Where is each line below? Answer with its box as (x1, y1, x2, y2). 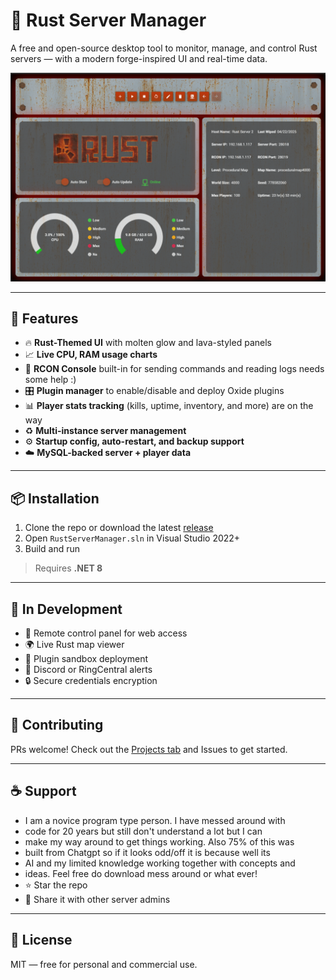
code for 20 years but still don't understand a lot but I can (24, 825, 263, 837)
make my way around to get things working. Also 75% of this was (24, 835, 295, 848)
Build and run (24, 543, 80, 555)
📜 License (10, 932, 73, 949)
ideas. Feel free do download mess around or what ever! (24, 867, 258, 879)
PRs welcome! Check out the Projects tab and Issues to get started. (10, 743, 288, 755)
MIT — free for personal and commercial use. (10, 958, 198, 970)
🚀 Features (10, 310, 79, 328)
